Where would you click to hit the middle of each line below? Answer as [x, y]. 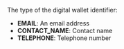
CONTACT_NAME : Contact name [65, 31]
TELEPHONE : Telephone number [64, 38]
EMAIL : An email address [53, 23]
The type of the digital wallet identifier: [62, 10]
